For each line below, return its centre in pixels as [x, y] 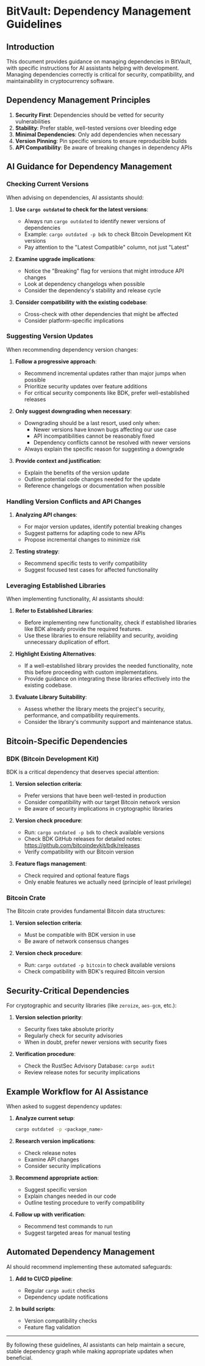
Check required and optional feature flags [77, 876]
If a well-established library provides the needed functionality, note [109, 666]
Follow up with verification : [50, 1214]
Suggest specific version [56, 1189]
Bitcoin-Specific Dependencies [67, 741]
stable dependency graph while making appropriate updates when [90, 1351]
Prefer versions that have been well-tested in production [95, 796]
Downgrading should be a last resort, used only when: [92, 423]
